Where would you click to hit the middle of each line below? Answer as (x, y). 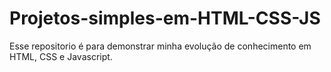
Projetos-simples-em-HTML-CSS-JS (165, 18)
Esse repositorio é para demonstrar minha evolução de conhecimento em (160, 46)
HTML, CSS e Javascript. (61, 56)
